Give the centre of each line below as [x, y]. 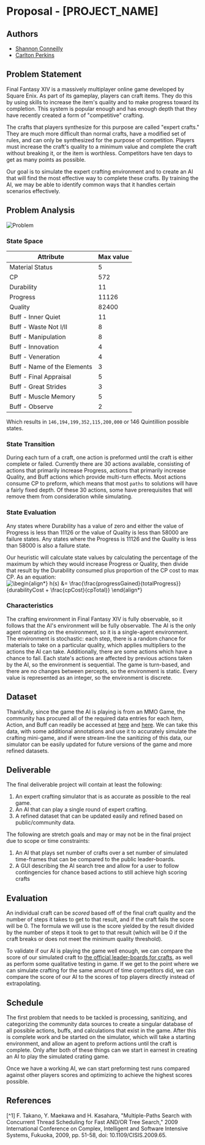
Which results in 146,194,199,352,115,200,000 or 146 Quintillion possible [98, 422]
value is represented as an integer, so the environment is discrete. [89, 677]
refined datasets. [28, 751]
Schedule [25, 1002]
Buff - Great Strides [38, 386]
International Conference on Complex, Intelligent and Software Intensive [97, 1128]
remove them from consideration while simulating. [69, 496]
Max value [114, 257]
